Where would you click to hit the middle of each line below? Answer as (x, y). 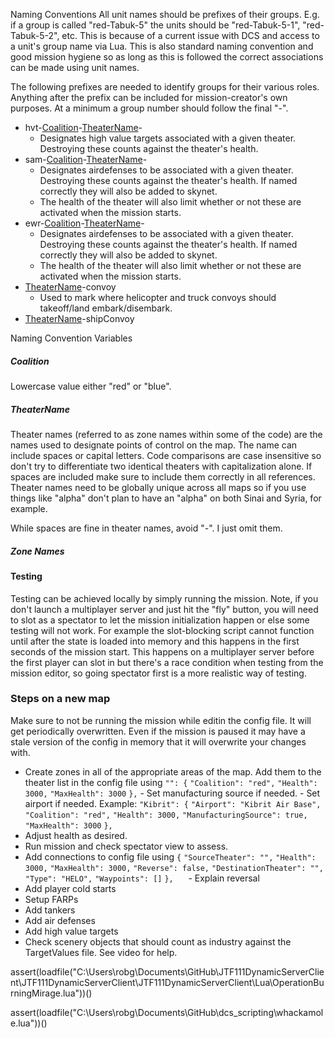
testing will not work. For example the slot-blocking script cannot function (162, 630)
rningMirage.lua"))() (51, 993)
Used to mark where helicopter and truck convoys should (158, 297)
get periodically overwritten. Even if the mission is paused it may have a (158, 731)
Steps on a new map (60, 699)
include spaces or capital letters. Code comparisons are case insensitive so (166, 455)
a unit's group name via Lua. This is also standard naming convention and (162, 46)
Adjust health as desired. (76, 835)
